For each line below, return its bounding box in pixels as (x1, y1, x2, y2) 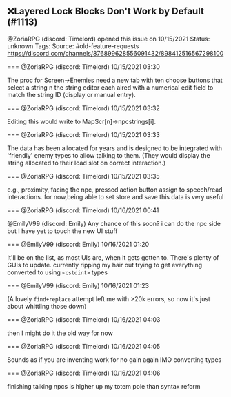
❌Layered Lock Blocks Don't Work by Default (7, 6, 205, 17)
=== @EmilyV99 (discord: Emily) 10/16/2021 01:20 (7, 240, 150, 248)
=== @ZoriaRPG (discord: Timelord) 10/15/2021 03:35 (7, 172, 160, 180)
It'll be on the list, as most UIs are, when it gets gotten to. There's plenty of (7, 253, 219, 261)
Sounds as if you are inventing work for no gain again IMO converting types (7, 355, 222, 364)
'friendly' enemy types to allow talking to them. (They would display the (7, 151, 210, 159)
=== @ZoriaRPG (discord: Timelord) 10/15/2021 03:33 (7, 130, 160, 139)
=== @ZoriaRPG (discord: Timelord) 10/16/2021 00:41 (7, 206, 159, 214)
